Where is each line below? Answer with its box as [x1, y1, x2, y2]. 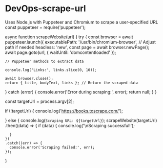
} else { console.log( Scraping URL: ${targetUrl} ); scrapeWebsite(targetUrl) [5, 117, 157, 123]
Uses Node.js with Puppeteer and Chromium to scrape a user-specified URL [5, 19, 159, 25]
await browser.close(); [5, 76, 54, 81]
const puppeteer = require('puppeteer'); [5, 24, 86, 30]
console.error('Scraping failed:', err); [9, 145, 95, 150]
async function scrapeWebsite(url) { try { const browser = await [5, 34, 133, 40]
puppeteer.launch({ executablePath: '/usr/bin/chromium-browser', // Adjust [5, 39, 156, 45]
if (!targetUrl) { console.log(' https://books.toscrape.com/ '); [5, 108, 123, 114]
